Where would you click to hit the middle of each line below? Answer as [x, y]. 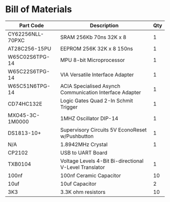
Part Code [32, 25]
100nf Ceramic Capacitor [91, 175]
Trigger [69, 107]
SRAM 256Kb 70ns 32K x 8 [93, 37]
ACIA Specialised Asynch [90, 86]
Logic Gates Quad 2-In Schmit [97, 100]
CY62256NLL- [26, 34]
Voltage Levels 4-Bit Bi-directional [102, 161]
